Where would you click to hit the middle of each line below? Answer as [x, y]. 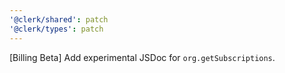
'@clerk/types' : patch [56, 29]
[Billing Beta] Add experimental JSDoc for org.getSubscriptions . [142, 57]
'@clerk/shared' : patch [59, 19]
